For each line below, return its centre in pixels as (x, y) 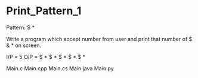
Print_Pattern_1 (44, 11)
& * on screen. (24, 45)
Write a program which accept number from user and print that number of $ (99, 39)
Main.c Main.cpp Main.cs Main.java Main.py (60, 68)
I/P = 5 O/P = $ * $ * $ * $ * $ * (46, 57)
